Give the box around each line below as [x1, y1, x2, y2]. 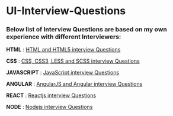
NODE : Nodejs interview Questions [6, 104, 93, 111]
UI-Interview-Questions [6, 4, 126, 18]
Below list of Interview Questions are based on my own [6, 25, 168, 34]
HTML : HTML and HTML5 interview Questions [6, 46, 121, 53]
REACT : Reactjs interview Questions [6, 92, 97, 99]
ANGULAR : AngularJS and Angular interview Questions [6, 80, 143, 88]
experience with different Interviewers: [6, 33, 121, 41]
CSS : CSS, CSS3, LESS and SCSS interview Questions [6, 57, 140, 65]
